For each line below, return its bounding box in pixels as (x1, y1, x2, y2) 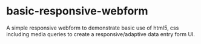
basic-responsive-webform (6, 4, 148, 18)
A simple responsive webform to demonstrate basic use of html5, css (6, 24, 179, 31)
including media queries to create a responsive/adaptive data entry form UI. (6, 30, 196, 37)
